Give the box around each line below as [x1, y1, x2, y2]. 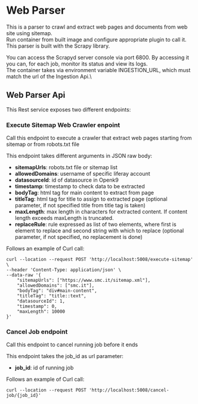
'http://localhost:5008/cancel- [88, 387, 169, 393]
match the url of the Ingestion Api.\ [6, 73, 92, 80]
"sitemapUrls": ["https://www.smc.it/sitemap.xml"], [17, 278, 151, 284]
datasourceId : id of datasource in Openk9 [14, 176, 119, 184]
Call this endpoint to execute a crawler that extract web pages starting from [6, 135, 192, 142]
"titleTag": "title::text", [17, 293, 86, 299]
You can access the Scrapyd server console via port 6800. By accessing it [6, 54, 189, 61]
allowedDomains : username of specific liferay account [14, 170, 150, 178]
